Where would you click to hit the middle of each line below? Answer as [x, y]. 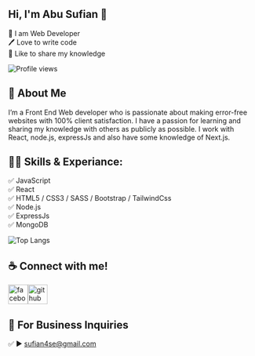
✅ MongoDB [28, 225]
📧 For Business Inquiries [68, 325]
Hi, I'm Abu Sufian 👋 [58, 15]
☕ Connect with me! [58, 266]
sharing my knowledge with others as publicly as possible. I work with [121, 129]
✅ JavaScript [29, 180]
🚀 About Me [37, 94]
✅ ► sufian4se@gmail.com [52, 344]
